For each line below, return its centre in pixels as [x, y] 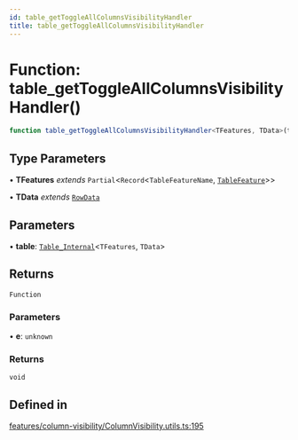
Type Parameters [58, 158]
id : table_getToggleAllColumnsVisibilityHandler [101, 17]
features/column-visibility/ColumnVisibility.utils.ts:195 [106, 426]
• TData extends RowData [55, 197]
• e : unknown [31, 336]
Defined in [39, 405]
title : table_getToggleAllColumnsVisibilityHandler [106, 26]
